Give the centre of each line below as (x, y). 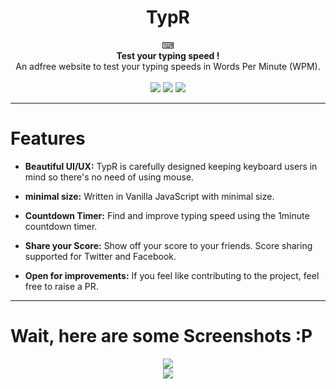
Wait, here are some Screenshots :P (161, 336)
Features (48, 138)
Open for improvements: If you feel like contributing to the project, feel (172, 275)
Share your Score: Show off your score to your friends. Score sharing (168, 245)
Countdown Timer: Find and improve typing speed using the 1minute (167, 215)
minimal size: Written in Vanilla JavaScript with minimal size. (149, 196)
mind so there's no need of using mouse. (109, 177)
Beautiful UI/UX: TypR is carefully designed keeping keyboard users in (171, 166)
